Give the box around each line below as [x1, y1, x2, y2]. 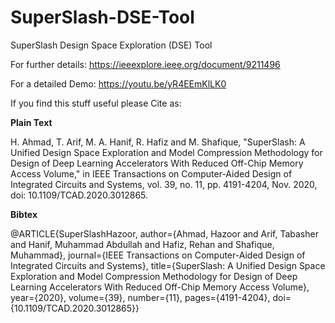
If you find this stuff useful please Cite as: [10, 97, 182, 109]
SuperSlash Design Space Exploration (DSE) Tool [10, 39, 213, 51]
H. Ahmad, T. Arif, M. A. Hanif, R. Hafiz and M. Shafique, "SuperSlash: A [10, 136, 306, 148]
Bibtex [10, 208, 38, 220]
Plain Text [10, 116, 53, 128]
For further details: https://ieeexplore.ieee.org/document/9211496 [10, 58, 281, 70]
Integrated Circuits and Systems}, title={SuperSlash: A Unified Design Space [10, 259, 326, 271]
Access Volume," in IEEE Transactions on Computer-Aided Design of [10, 167, 293, 180]
